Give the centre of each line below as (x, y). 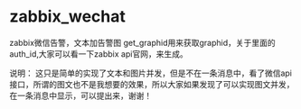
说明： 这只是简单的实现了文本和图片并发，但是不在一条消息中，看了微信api (150, 73)
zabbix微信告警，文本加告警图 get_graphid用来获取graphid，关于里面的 (142, 42)
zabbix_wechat (68, 17)
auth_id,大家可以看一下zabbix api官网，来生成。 (99, 54)
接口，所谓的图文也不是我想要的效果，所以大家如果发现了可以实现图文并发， (152, 84)
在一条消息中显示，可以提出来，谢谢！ (80, 95)
